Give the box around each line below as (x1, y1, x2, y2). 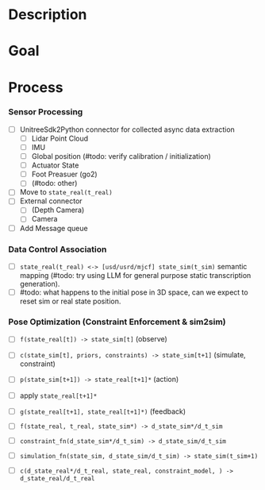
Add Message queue (19, 223, 89, 233)
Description (8, 6, 87, 24)
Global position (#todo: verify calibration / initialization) (31, 152, 212, 161)
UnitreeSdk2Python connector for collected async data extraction (19, 125, 236, 134)
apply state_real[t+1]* (19, 391, 98, 400)
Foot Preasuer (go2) (31, 169, 98, 179)
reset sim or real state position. (19, 296, 121, 307)
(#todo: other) (31, 179, 78, 188)
